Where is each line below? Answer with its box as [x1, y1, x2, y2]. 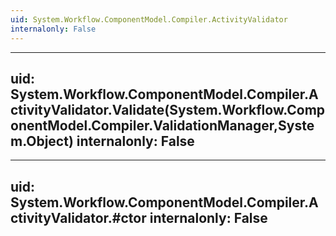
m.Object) [10, 132, 74, 150]
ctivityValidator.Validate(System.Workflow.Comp [10, 101, 326, 118]
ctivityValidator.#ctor [10, 209, 147, 226]
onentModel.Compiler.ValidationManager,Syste [10, 117, 315, 134]
